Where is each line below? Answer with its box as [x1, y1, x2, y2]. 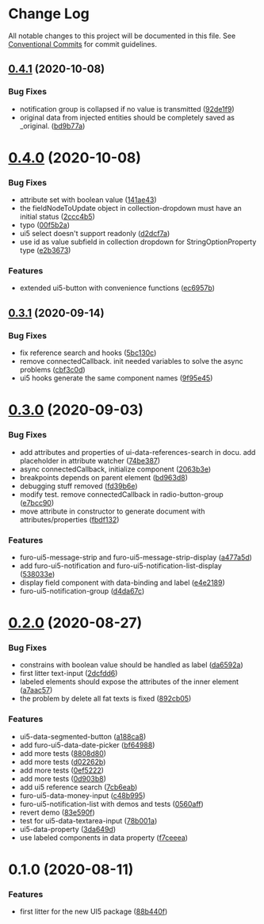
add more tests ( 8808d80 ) [19, 748, 107, 758]
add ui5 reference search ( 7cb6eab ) [19, 782, 138, 792]
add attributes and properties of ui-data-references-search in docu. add [19, 447, 256, 456]
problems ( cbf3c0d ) [19, 365, 86, 375]
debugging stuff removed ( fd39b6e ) [19, 481, 138, 491]
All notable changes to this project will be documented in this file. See [8, 31, 236, 40]
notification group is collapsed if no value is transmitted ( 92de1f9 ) [19, 104, 235, 113]
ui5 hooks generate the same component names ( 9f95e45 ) [19, 373, 213, 383]
